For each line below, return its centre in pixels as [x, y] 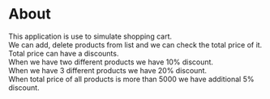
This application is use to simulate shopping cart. [90, 36]
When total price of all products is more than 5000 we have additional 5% [131, 79]
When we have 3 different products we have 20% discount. [108, 70]
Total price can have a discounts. [64, 53]
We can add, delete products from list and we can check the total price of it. [135, 44]
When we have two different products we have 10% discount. [111, 62]
